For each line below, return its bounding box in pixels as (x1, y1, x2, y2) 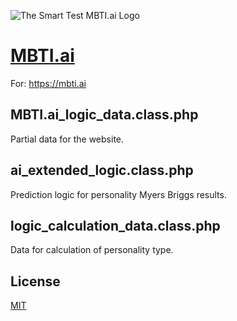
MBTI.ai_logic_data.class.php (10, 106, 199, 124)
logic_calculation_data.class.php (10, 217, 221, 234)
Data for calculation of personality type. (10, 244, 174, 256)
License (10, 273, 61, 290)
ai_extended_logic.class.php (10, 162, 194, 179)
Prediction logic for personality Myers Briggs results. (10, 188, 227, 200)
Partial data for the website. (10, 133, 125, 145)
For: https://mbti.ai (10, 77, 87, 89)
